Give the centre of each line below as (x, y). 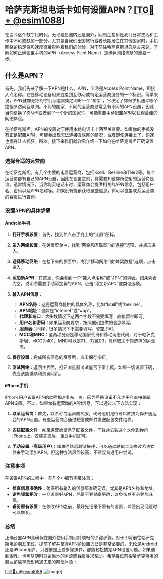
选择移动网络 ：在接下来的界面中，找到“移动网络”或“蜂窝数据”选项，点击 (84, 261)
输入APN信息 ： (27, 294)
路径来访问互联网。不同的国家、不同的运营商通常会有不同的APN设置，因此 (80, 106)
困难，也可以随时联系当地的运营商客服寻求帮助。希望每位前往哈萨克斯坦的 (83, 556)
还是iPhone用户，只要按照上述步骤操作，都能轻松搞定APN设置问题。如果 (78, 549)
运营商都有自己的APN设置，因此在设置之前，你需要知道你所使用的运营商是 (80, 179)
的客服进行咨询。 (22, 197)
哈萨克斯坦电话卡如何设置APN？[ (71, 10)
